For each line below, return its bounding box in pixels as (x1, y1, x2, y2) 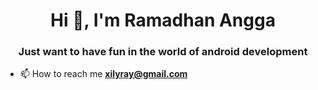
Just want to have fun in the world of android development (18, 45, 308, 59)
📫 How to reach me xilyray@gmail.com (19, 68, 188, 80)
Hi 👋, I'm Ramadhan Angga (50, 9, 276, 32)
